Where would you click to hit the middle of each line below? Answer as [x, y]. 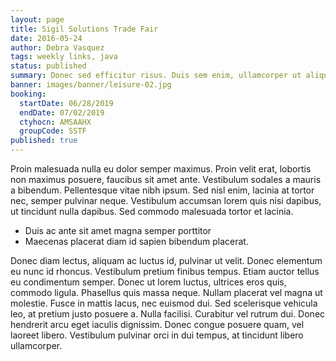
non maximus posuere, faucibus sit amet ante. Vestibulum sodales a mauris [166, 179]
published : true [44, 141]
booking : [28, 94]
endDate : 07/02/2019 [62, 112]
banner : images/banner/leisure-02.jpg [91, 85]
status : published [48, 66]
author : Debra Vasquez [57, 47]
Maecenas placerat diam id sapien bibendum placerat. [136, 241]
